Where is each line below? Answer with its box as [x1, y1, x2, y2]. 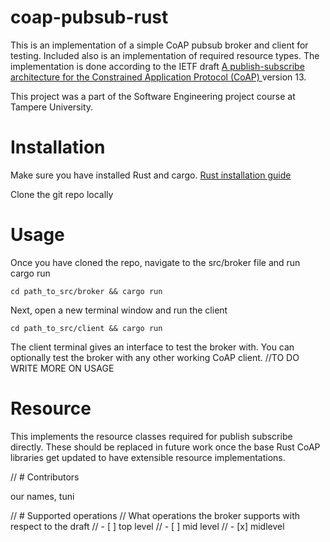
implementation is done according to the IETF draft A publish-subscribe [10, 60, 305, 72]
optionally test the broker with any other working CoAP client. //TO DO [10, 351, 300, 363]
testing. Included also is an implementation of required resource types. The [10, 49, 320, 61]
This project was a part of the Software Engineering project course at [10, 90, 296, 102]
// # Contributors [10, 471, 80, 483]
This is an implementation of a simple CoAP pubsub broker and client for [10, 39, 309, 51]
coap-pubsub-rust [10, 6, 169, 29]
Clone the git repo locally [10, 188, 114, 200]
